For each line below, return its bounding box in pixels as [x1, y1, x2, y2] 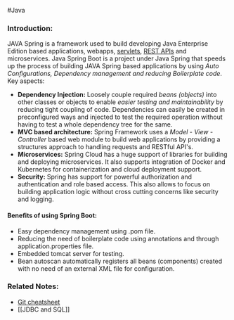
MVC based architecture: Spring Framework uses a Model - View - [17, 128, 213, 136]
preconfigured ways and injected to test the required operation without [17, 113, 223, 122]
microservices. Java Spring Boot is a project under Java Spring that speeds [7, 54, 226, 63]
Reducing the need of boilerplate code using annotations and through [17, 234, 219, 243]
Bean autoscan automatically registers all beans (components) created [17, 257, 223, 265]
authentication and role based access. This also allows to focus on [17, 180, 211, 188]
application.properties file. [17, 242, 94, 250]
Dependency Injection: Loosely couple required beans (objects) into [17, 91, 217, 99]
